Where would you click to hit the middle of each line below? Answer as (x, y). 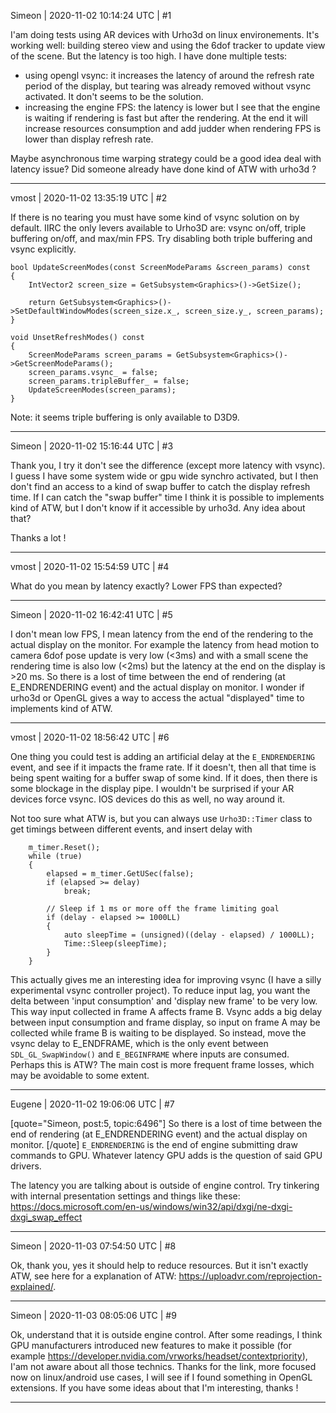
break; (77, 891)
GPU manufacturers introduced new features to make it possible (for (151, 1345)
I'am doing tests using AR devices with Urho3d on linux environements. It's (165, 34)
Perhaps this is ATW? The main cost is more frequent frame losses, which (162, 1064)
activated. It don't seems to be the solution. (114, 96)
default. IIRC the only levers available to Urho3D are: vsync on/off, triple (158, 228)
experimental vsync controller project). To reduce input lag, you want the (160, 990)
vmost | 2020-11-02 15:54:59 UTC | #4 (90, 566)
